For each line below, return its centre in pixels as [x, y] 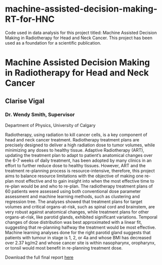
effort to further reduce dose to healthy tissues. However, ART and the [75, 165]
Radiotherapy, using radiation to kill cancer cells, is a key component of [76, 135]
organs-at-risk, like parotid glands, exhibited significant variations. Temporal [81, 217]
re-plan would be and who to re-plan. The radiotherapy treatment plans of [79, 186]
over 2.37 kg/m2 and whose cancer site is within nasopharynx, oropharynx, [81, 243]
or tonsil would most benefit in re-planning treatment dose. [64, 248]
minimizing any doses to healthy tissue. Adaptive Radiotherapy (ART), [75, 150]
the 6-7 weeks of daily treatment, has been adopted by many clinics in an [78, 160]
